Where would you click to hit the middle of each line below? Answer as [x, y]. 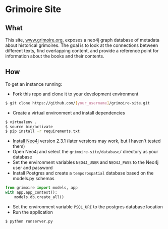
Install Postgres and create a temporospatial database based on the [83, 173]
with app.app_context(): [31, 193]
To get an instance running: [34, 84]
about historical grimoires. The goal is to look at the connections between [82, 45]
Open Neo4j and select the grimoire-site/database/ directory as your [85, 152]
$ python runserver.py [29, 221]
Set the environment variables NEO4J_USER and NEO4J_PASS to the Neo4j [86, 162]
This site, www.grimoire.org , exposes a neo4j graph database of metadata [82, 40]
